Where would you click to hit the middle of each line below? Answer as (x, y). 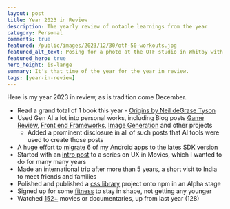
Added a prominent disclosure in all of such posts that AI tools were (123, 132)
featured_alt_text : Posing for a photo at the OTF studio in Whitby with (115, 52)
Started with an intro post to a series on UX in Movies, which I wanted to (119, 155)
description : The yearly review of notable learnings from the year (107, 26)
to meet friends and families (57, 177)
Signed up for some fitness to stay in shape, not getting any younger (114, 191)
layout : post (26, 13)
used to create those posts (65, 140)
